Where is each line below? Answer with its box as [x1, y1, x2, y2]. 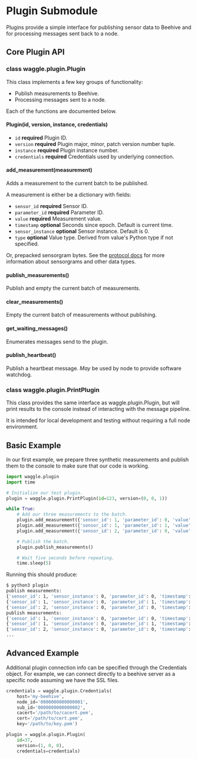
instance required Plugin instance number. [14, 147, 119, 154]
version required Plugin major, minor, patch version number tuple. [14, 140, 176, 147]
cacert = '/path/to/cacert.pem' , [17, 710, 94, 716]
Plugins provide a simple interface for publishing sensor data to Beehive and [6, 24, 192, 31]
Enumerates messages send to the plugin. [6, 338, 109, 345]
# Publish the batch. [17, 539, 70, 544]
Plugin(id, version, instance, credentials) [6, 121, 108, 128]
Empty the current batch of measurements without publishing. [6, 312, 157, 319]
